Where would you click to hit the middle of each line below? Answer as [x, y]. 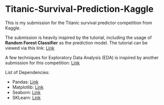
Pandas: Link [25, 82]
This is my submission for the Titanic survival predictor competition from [79, 23]
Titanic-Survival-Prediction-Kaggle [79, 9]
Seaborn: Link [26, 92]
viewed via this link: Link [30, 48]
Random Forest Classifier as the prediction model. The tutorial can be [76, 42]
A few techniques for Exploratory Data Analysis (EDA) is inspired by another [82, 57]
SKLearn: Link [26, 98]
